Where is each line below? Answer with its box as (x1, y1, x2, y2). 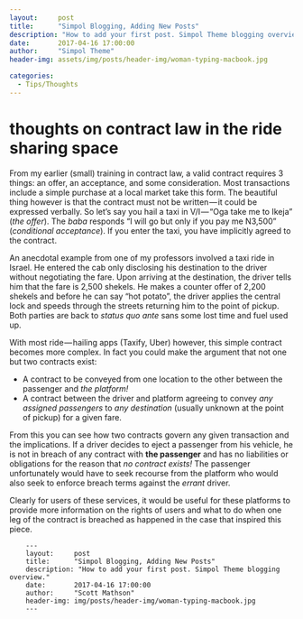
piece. (9, 523, 33, 534)
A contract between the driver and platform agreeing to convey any (22, 393, 273, 403)
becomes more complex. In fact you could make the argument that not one (9, 346, 287, 357)
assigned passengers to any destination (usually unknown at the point (22, 402, 284, 413)
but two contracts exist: (9, 356, 97, 366)
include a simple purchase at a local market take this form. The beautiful (9, 187, 278, 198)
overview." (9, 572, 50, 582)
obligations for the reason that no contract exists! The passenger (9, 457, 251, 469)
